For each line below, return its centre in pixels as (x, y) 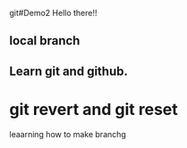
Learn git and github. (68, 71)
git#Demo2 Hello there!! (53, 13)
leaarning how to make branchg (68, 134)
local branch (45, 41)
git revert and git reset (93, 109)
